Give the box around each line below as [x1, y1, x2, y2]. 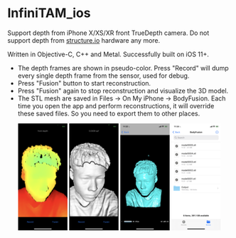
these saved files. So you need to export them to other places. [17, 109, 200, 118]
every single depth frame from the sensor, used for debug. [17, 71, 190, 80]
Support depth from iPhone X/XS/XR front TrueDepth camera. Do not [7, 29, 210, 37]
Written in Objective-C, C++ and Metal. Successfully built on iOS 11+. [7, 50, 210, 58]
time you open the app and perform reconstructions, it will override [17, 101, 215, 110]
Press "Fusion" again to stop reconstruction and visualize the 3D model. [17, 86, 229, 95]
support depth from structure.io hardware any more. [7, 36, 161, 44]
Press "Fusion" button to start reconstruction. [17, 78, 151, 87]
